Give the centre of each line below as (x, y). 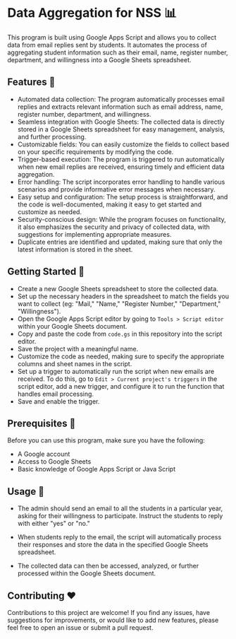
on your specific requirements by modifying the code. (95, 151)
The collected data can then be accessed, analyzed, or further (108, 566)
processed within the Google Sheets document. (87, 573)
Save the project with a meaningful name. (78, 348)
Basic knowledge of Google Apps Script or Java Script (97, 469)
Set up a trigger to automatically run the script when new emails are (116, 371)
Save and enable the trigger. (58, 401)
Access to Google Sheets (54, 462)
